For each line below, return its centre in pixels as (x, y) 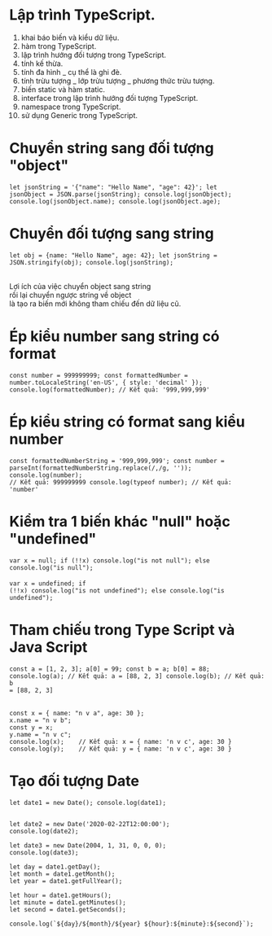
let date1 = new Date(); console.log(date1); (88, 803)
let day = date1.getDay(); (55, 867)
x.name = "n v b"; (40, 720)
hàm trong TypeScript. (59, 46)
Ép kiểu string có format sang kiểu (127, 422)
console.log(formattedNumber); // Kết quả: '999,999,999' (110, 389)
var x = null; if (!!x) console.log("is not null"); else (110, 560)
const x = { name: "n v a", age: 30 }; (77, 713)
